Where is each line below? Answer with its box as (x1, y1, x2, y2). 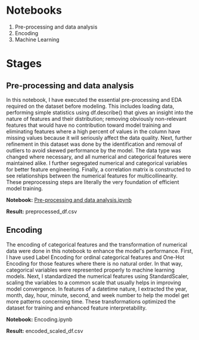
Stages (6, 57, 42, 70)
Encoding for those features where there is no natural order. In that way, (6, 260, 183, 267)
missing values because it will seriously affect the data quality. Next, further (6, 134, 192, 141)
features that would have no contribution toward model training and (6, 121, 172, 129)
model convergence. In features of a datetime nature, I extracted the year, (6, 285, 188, 292)
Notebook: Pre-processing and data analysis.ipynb (6, 196, 132, 203)
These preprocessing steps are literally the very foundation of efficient (6, 178, 179, 185)
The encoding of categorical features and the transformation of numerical (6, 241, 188, 248)
